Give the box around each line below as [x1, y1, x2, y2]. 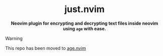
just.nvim [64, 4, 105, 15]
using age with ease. [62, 25, 107, 31]
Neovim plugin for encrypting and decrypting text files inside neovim [11, 20, 158, 26]
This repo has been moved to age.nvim [5, 45, 87, 51]
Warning [5, 35, 23, 41]
